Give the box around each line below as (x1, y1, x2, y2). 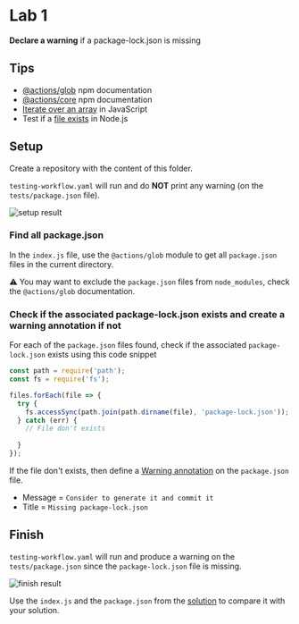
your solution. (9, 604, 60, 615)
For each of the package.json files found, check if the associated (9, 340, 247, 350)
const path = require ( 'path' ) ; (9, 367, 126, 375)
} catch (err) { (17, 416, 78, 425)
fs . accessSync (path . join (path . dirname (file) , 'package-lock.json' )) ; (25, 408, 290, 417)
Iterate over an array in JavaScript (21, 104, 148, 114)
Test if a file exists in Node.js (21, 113, 129, 123)
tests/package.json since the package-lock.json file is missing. (9, 561, 243, 571)
